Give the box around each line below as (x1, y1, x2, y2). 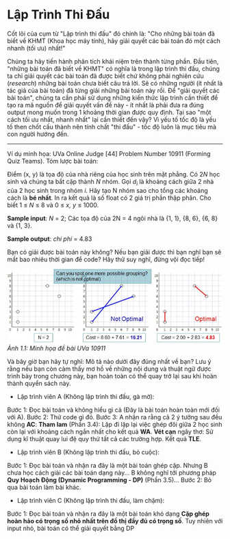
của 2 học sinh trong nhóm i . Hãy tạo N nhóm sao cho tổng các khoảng (7, 186, 209, 194)
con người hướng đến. (7, 130, 69, 138)
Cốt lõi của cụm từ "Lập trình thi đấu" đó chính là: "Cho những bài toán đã (7, 29, 216, 38)
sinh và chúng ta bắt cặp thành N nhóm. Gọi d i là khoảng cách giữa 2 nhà (7, 177, 214, 187)
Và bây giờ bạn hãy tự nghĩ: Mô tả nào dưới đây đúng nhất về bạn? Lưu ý (7, 357, 212, 365)
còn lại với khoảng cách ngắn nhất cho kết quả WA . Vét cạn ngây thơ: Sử (7, 428, 214, 436)
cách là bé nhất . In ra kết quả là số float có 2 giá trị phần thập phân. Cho (7, 194, 212, 202)
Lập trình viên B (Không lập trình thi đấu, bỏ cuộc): (16, 448, 159, 456)
